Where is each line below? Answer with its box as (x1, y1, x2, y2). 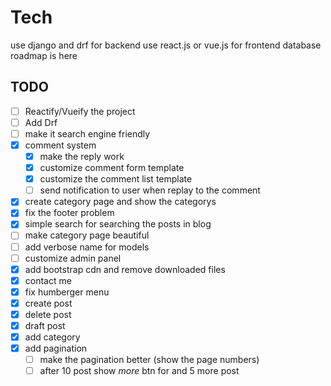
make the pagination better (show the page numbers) (39, 354, 260, 366)
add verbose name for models (24, 241, 150, 253)
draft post (24, 319, 66, 331)
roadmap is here (10, 49, 78, 61)
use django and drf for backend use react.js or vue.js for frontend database (10, 39, 322, 51)
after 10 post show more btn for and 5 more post (39, 365, 240, 377)
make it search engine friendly (24, 127, 151, 140)
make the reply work (39, 151, 125, 162)
